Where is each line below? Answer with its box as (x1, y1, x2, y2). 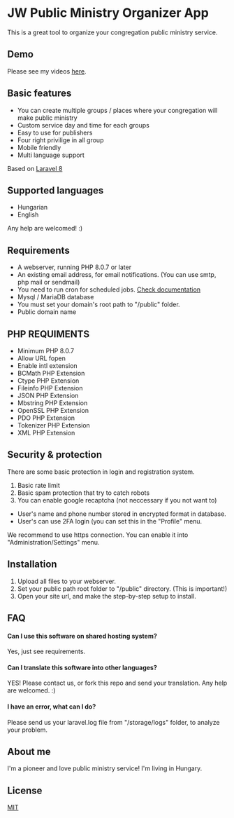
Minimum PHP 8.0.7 (17, 347, 75, 355)
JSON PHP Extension (17, 391, 79, 400)
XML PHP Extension (17, 429, 75, 437)
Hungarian (17, 203, 48, 212)
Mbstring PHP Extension (17, 399, 88, 407)
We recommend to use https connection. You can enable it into (7, 531, 189, 539)
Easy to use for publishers (17, 128, 93, 137)
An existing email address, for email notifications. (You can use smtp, (17, 271, 217, 279)
